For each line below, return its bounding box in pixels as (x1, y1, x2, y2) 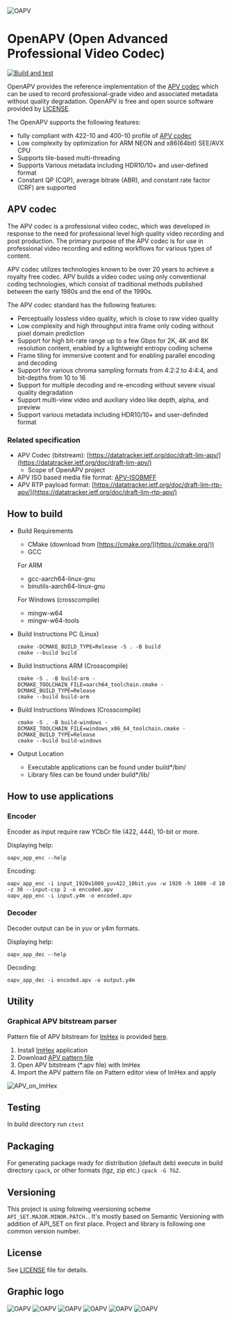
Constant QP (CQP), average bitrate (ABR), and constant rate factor (17, 175, 210, 184)
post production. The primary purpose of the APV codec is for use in (7, 237, 204, 245)
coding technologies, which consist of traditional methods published (7, 279, 203, 288)
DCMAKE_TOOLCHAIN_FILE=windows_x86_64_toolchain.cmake (17, 725, 180, 732)
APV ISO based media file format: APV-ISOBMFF (17, 474, 157, 482)
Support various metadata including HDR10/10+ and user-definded (17, 410, 208, 419)
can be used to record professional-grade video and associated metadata (7, 89, 219, 97)
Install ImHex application (17, 1045, 88, 1054)
